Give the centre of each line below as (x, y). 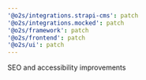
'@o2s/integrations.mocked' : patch (66, 23)
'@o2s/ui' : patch (36, 45)
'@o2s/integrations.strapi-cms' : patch (73, 15)
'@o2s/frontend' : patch (47, 38)
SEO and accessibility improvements (67, 67)
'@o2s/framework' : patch (48, 30)
